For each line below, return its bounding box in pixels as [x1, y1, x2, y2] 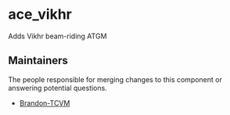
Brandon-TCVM [19, 98, 70, 107]
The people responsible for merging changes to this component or [8, 74, 223, 84]
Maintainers [8, 54, 69, 67]
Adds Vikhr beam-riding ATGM [8, 31, 107, 41]
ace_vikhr [8, 5, 72, 23]
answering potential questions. [8, 83, 107, 92]
